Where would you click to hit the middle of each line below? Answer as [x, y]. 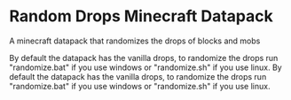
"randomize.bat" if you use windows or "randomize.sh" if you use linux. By [145, 67]
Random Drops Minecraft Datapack [141, 16]
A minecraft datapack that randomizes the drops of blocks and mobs [135, 41]
